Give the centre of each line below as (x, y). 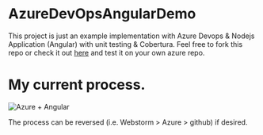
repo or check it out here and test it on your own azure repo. (107, 52)
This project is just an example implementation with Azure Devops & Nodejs (131, 36)
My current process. (77, 85)
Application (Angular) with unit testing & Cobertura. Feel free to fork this (126, 44)
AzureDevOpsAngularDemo (102, 14)
